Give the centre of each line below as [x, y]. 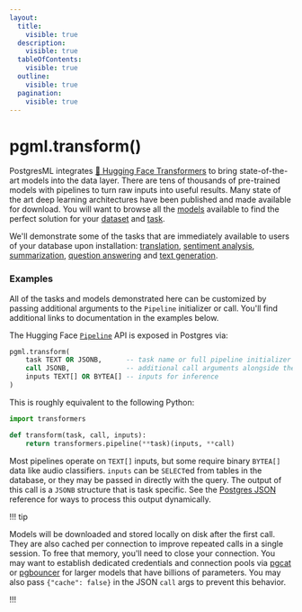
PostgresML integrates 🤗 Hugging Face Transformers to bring [124, 171]
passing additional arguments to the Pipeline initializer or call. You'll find [144, 308]
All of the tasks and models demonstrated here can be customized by [138, 298]
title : [30, 26]
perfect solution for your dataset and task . [87, 219]
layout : [24, 18]
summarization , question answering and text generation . [114, 256]
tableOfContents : [50, 59]
